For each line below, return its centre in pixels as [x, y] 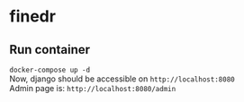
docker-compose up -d [50, 70]
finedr [33, 17]
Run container [50, 50]
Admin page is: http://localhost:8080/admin [93, 88]
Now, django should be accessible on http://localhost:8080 [122, 79]
